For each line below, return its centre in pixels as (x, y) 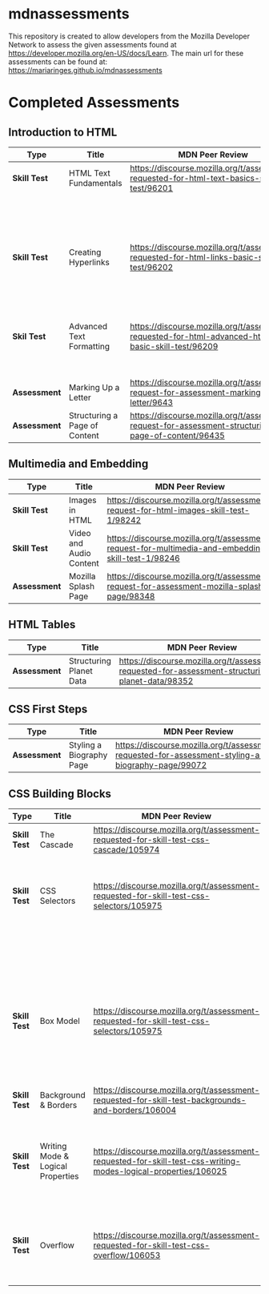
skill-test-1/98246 (143, 558)
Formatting (90, 346)
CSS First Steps (48, 709)
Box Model (60, 1021)
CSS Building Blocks (60, 794)
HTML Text (90, 173)
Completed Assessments (94, 103)
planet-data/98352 (156, 680)
